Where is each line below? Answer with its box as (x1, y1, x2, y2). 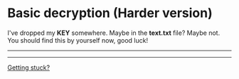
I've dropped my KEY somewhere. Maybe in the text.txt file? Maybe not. (7, 28, 221, 37)
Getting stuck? (7, 63, 51, 72)
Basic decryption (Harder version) (7, 5, 213, 21)
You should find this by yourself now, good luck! (7, 36, 148, 44)
